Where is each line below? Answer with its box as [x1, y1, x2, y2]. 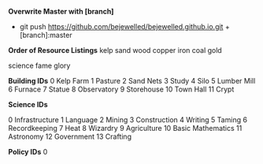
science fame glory [8, 61, 71, 70]
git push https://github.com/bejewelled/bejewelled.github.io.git [19, 22, 224, 31]
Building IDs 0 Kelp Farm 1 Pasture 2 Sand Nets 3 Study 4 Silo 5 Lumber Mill [8, 76, 256, 85]
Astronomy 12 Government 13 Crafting [8, 132, 132, 141]
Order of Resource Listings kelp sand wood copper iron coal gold [8, 46, 222, 54]
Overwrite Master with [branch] [8, 7, 114, 16]
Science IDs [8, 100, 49, 109]
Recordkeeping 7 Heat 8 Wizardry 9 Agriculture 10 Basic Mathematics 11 [8, 124, 243, 132]
